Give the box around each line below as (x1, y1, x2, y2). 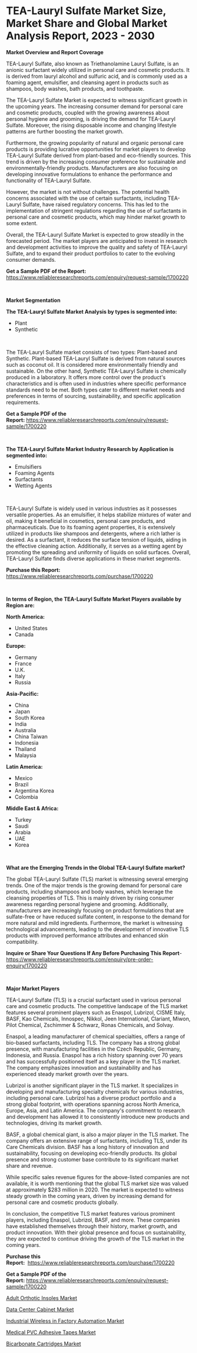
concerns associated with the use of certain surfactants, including (6, 195, 166, 202)
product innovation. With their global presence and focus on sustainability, (6, 1229, 186, 1236)
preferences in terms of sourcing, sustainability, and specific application (6, 392, 181, 399)
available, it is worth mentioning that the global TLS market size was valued (6, 1180, 189, 1187)
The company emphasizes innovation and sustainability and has (6, 1064, 162, 1071)
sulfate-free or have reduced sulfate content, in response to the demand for (6, 913, 190, 920)
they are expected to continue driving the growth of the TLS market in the (6, 1235, 184, 1242)
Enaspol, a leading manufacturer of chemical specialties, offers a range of (6, 1033, 185, 1040)
